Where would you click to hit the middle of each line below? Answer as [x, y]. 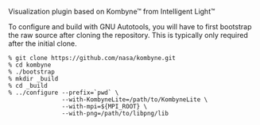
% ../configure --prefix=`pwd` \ [64, 93]
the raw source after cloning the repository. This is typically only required [128, 35]
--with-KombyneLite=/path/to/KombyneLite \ [135, 100]
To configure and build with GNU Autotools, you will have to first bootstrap [130, 27]
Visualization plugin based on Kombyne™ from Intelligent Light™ [112, 11]
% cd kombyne [30, 65]
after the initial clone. [43, 44]
